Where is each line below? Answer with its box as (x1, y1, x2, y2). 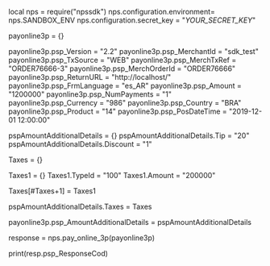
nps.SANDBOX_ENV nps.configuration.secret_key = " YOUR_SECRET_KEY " (8, 15, 256, 25)
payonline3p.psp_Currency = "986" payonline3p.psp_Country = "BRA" (8, 98, 242, 107)
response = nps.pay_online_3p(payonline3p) (8, 233, 156, 243)
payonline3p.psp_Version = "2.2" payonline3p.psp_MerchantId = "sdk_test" (8, 47, 260, 56)
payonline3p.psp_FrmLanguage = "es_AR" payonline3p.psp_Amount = (8, 81, 242, 90)
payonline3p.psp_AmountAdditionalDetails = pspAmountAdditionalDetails (8, 218, 252, 227)
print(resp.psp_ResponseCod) (8, 249, 109, 258)
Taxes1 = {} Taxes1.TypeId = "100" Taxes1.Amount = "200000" (8, 171, 216, 180)
